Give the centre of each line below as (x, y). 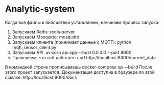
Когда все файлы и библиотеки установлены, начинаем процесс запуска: (82, 22)
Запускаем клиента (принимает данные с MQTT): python (72, 42)
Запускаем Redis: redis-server (43, 32)
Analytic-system (40, 9)
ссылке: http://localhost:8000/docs (41, 77)
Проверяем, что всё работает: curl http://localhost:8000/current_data (84, 57)
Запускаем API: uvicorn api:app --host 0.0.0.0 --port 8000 (72, 52)
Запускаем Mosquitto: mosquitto (46, 37)
